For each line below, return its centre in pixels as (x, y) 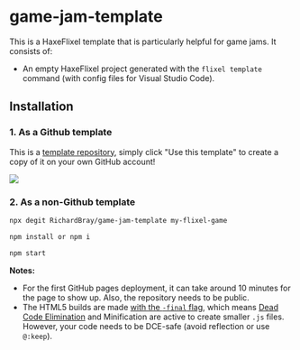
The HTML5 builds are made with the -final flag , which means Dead (150, 307)
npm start (28, 253)
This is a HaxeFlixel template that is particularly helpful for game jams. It (143, 41)
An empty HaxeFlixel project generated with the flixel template (142, 69)
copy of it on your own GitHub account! (82, 161)
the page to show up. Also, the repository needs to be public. (136, 297)
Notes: (23, 270)
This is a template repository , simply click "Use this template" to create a (144, 152)
